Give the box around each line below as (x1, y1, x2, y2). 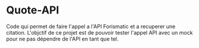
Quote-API (6, 4, 59, 17)
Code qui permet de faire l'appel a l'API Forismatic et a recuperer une (6, 23, 176, 30)
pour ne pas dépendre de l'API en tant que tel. (6, 35, 119, 42)
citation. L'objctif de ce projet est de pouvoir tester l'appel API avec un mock (6, 29, 193, 36)
